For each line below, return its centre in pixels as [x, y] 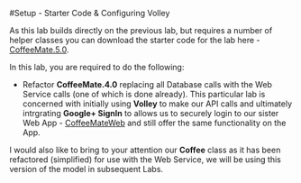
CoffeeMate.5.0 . [39, 50]
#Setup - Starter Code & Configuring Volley [90, 13]
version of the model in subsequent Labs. [87, 169]
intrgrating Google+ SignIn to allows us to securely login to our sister [150, 113]
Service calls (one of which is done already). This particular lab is [144, 94]
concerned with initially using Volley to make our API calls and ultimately [157, 104]
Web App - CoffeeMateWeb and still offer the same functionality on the [154, 123]
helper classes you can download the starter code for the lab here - [135, 40]
